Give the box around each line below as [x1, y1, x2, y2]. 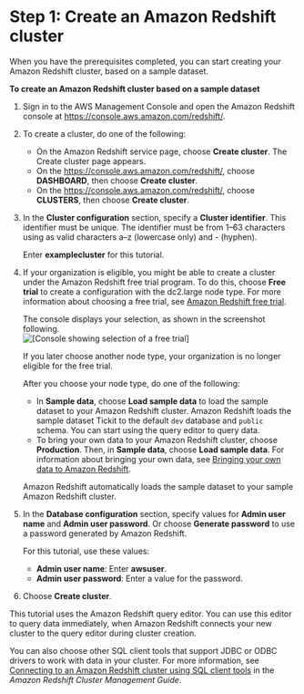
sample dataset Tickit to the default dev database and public [35, 415, 264, 426]
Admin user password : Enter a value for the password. [35, 573, 243, 584]
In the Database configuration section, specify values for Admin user [22, 508, 287, 519]
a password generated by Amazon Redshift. [22, 527, 187, 539]
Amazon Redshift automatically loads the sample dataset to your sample [22, 481, 294, 492]
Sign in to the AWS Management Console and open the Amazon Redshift [22, 100, 296, 111]
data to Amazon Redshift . [35, 463, 132, 474]
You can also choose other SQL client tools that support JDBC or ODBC [9, 645, 278, 656]
